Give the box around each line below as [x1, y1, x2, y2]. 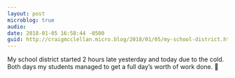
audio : [7, 23, 27, 30]
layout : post [7, 10, 45, 17]
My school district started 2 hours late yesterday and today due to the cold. [7, 55, 225, 63]
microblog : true [7, 17, 55, 24]
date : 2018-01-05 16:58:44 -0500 [7, 29, 105, 37]
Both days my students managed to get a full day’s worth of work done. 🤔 [7, 63, 219, 71]
